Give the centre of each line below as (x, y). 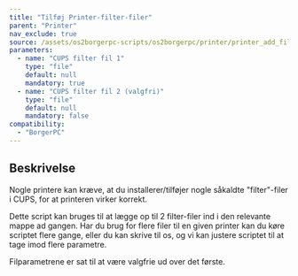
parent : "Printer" (43, 26)
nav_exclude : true (43, 34)
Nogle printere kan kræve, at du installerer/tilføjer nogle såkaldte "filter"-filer (149, 189)
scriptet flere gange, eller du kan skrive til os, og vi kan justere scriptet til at (146, 234)
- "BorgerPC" (41, 133)
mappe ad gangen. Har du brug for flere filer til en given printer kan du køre (147, 226)
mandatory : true (55, 83)
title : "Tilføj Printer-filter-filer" (81, 17)
